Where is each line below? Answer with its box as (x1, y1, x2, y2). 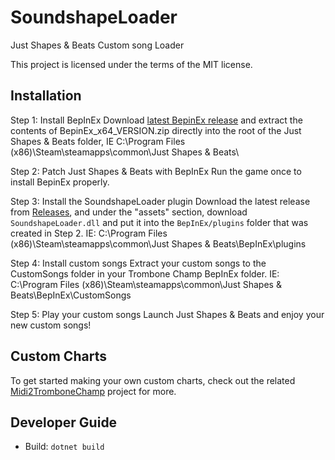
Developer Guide (10, 414, 118, 431)
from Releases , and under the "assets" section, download (10, 206, 248, 218)
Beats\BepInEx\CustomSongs (10, 289, 132, 301)
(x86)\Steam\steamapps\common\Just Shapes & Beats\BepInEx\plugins (10, 237, 307, 250)
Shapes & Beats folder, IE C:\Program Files (10, 135, 186, 147)
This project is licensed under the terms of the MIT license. (10, 58, 253, 70)
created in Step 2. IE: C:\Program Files (10, 227, 168, 239)
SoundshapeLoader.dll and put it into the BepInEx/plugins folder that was (10, 216, 309, 228)
